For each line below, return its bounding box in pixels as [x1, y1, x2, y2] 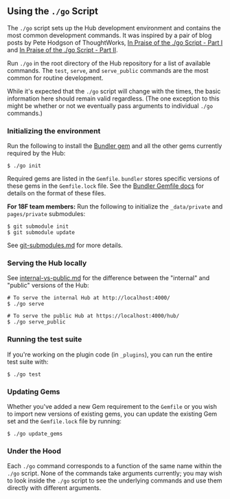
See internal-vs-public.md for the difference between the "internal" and [7, 274, 210, 282]
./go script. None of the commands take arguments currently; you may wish [7, 469, 222, 478]
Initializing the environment [7, 126, 101, 136]
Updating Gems [7, 387, 60, 396]
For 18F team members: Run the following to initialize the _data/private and [7, 202, 223, 211]
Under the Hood [7, 446, 62, 456]
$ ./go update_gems [7, 430, 63, 437]
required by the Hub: [7, 149, 66, 158]
